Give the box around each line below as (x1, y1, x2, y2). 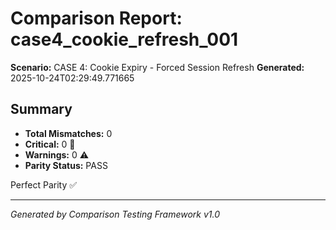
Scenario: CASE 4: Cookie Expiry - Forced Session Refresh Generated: (10, 61, 305, 73)
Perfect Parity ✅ (10, 178, 78, 191)
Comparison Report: (10, 7, 183, 30)
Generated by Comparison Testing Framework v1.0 (10, 208, 221, 220)
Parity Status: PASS (24, 159, 108, 171)
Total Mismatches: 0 (24, 127, 113, 139)
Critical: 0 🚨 (24, 138, 76, 150)
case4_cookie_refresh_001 (10, 28, 239, 51)
